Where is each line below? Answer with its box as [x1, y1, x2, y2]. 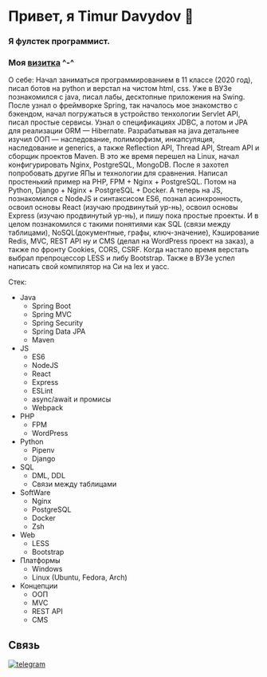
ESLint [31, 386, 53, 396]
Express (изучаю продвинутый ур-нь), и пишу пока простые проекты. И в [8, 211, 259, 220]
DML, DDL [31, 471, 66, 481]
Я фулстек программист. [8, 36, 110, 47]
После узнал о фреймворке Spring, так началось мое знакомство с [8, 101, 238, 110]
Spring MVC [31, 310, 72, 319]
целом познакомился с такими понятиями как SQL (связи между [8, 220, 231, 229]
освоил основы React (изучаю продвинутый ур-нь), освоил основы [8, 203, 238, 212]
